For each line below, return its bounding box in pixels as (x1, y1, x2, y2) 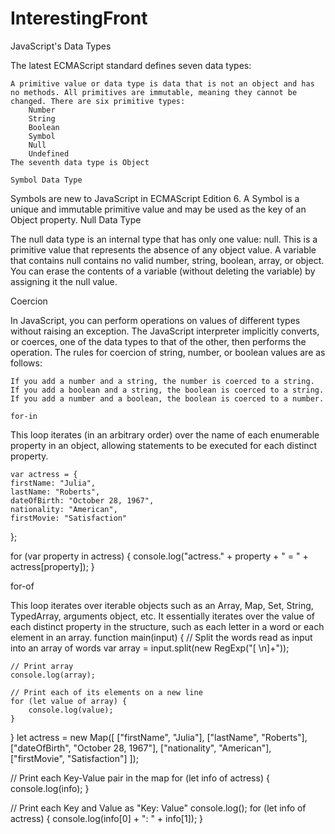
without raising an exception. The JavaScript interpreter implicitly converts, (10, 325, 320, 337)
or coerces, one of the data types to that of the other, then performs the (10, 335, 307, 347)
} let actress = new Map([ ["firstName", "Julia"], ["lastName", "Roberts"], (10, 731, 308, 743)
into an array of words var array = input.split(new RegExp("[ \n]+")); (10, 642, 290, 654)
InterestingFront (10, 7, 148, 30)
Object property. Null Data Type (10, 213, 142, 226)
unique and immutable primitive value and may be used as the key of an (10, 203, 307, 215)
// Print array (10, 661, 74, 671)
